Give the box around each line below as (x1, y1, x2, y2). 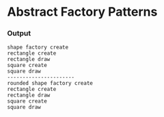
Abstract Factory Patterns (7, 4, 158, 20)
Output (7, 29, 31, 38)
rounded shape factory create (7, 80, 94, 87)
